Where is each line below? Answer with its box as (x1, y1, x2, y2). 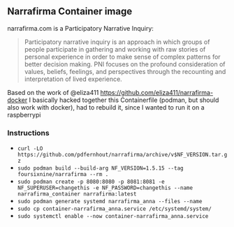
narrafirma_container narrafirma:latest (17, 191, 137, 198)
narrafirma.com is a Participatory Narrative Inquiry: (7, 24, 154, 32)
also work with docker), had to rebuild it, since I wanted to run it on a (7, 103, 205, 111)
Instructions (7, 128, 50, 138)
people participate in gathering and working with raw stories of (24, 45, 206, 53)
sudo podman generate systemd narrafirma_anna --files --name (17, 198, 203, 205)
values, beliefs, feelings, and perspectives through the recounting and (24, 67, 226, 75)
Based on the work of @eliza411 (7, 88, 99, 96)
